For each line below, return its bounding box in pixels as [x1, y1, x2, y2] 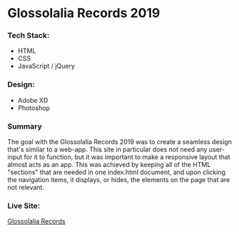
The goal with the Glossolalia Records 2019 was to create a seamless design [7, 138, 232, 146]
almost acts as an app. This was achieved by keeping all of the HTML [7, 161, 211, 169]
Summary [7, 121, 43, 131]
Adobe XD [17, 96, 49, 104]
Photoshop [17, 104, 50, 112]
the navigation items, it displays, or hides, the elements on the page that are [7, 176, 230, 184]
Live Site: [7, 201, 41, 211]
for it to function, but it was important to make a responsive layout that [24, 153, 230, 161]
